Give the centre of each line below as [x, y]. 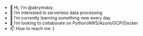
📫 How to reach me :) [32, 28]
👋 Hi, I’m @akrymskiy [31, 8]
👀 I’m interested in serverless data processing [56, 13]
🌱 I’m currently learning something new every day [60, 18]
